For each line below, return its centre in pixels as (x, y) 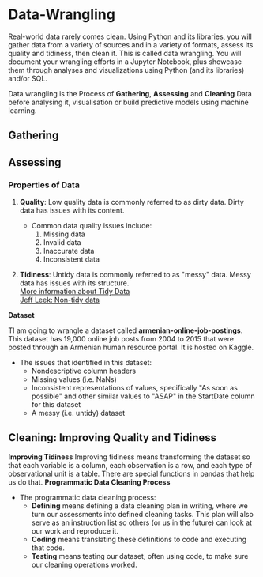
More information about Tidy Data (75, 292)
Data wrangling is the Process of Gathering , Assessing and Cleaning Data (130, 93)
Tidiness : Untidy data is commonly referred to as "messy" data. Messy (135, 275)
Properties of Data (44, 185)
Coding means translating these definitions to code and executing (139, 539)
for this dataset (56, 405)
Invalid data (62, 243)
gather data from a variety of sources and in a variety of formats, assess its (131, 44)
